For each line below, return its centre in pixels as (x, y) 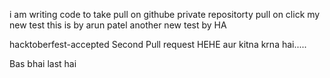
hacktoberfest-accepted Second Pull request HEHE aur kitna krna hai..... (158, 44)
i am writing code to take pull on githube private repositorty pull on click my (165, 14)
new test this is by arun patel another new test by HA (118, 25)
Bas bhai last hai (43, 63)
